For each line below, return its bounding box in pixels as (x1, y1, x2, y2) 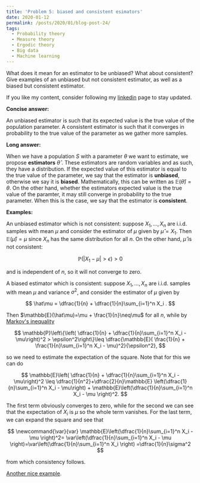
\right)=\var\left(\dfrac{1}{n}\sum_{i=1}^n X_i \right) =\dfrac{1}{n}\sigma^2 (10, 441, 191, 448)
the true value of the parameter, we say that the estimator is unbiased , (6, 171, 180, 179)
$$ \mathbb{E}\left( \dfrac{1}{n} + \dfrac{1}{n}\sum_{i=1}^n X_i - (21, 371, 180, 379)
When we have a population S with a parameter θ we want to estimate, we (6, 153, 189, 160)
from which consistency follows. (6, 459, 86, 466)
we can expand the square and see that (6, 416, 104, 423)
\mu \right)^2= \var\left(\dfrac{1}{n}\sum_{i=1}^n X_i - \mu (29, 434, 172, 441)
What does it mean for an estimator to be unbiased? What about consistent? (6, 69, 193, 76)
